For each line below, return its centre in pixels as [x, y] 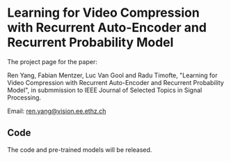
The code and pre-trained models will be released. [80, 149]
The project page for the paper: [52, 61]
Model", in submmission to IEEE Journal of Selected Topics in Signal [105, 90]
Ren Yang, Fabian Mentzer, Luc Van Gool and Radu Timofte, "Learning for [112, 75]
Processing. [24, 97]
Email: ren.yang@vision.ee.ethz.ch [57, 111]
